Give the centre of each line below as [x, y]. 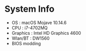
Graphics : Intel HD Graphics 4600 [46, 33]
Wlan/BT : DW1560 [31, 38]
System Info [30, 9]
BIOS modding [26, 43]
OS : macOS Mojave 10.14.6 [39, 23]
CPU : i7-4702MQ [30, 27]
